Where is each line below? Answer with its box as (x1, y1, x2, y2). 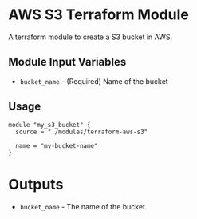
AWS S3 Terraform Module (8, 6, 189, 24)
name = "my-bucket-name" (15, 141, 98, 149)
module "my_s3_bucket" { (8, 121, 91, 129)
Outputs (8, 175, 64, 193)
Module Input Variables (8, 55, 127, 69)
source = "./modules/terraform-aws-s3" (15, 128, 148, 136)
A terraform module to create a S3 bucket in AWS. (8, 32, 173, 42)
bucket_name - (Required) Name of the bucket (19, 76, 169, 86)
